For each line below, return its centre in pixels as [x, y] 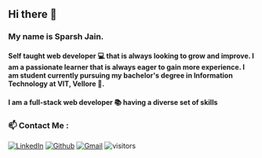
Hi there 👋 [33, 14]
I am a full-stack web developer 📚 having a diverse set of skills [113, 102]
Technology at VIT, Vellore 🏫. [56, 84]
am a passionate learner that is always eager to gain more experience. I [127, 66]
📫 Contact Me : [38, 126]
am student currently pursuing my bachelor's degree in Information [120, 75]
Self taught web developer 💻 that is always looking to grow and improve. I [131, 56]
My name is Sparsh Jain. [56, 37]
